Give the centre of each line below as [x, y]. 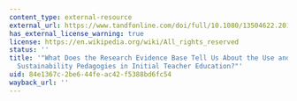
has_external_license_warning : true [76, 33]
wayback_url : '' [39, 83]
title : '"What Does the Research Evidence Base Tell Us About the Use [142, 58]
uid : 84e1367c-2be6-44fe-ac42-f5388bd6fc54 [91, 75]
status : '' [29, 50]
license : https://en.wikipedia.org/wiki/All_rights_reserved [124, 42]
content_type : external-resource [71, 17]
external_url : [35, 25]
